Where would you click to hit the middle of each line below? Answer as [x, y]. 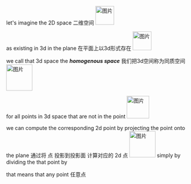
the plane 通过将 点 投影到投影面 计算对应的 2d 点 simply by [93, 155]
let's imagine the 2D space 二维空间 [50, 23]
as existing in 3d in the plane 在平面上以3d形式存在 [69, 48]
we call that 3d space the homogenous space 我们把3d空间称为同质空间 [96, 61]
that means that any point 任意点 [46, 174]
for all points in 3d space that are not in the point [66, 116]
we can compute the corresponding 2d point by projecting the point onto [96, 128]
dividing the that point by [37, 162]
